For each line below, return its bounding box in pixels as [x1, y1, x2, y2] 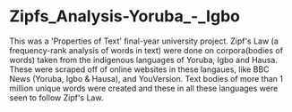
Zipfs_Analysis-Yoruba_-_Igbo [9, 6, 240, 27]
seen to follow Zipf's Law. [9, 92, 104, 103]
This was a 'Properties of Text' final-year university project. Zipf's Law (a [9, 36, 279, 46]
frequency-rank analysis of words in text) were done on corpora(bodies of [9, 44, 284, 55]
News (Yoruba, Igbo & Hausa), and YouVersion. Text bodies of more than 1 [9, 73, 284, 84]
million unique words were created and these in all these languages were [9, 83, 279, 93]
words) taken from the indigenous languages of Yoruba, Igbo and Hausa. [9, 54, 278, 65]
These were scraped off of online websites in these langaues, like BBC [9, 64, 271, 75]
